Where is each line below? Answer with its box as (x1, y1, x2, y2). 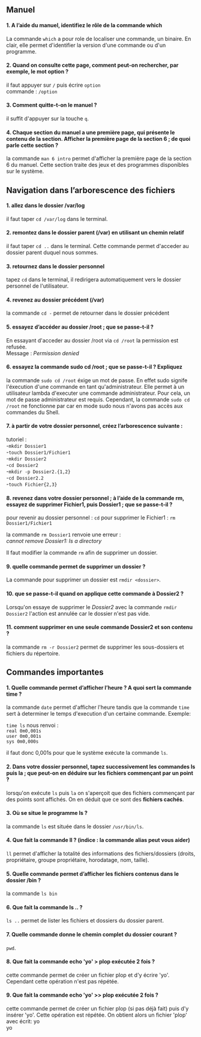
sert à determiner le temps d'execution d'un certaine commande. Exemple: (6, 710, 191, 717)
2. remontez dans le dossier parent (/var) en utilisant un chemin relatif (6, 229, 184, 237)
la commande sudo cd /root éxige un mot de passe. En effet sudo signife (6, 376, 188, 384)
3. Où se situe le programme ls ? (6, 809, 88, 817)
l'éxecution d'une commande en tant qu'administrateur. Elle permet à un (6, 383, 185, 390)
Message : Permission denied (6, 349, 79, 357)
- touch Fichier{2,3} (6, 481, 58, 488)
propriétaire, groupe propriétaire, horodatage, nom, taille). (6, 856, 149, 864)
